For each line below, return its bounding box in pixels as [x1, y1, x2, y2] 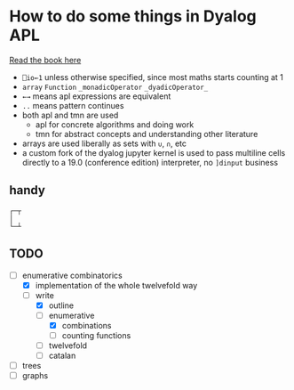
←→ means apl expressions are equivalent [21, 91, 171, 102]
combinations [61, 320, 112, 330]
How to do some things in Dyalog [9, 6, 258, 27]
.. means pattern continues [21, 100, 124, 110]
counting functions [61, 329, 131, 340]
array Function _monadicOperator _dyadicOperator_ [21, 83, 209, 92]
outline [48, 300, 74, 311]
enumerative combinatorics [21, 270, 123, 280]
